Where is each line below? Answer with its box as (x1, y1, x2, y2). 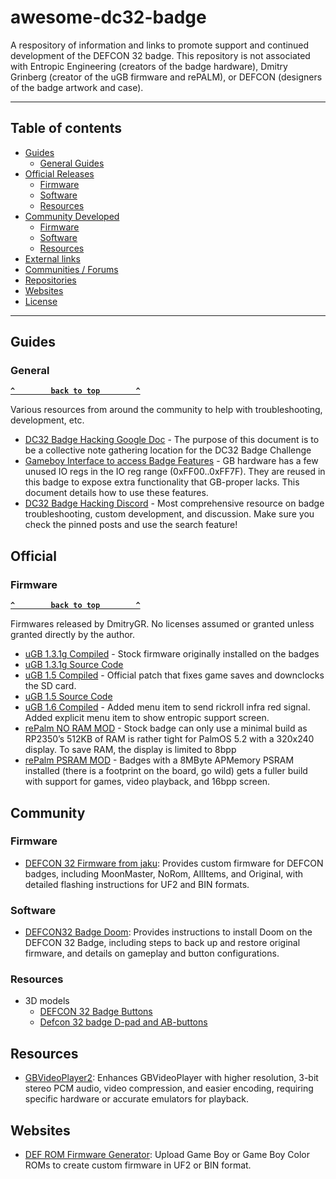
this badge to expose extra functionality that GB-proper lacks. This (24, 476, 300, 488)
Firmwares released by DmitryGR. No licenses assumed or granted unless (10, 618, 315, 630)
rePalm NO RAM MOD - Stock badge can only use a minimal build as (24, 722, 308, 735)
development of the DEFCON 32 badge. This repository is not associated (10, 49, 311, 61)
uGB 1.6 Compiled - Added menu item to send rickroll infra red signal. (24, 701, 311, 713)
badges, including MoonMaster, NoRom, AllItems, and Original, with (24, 867, 304, 880)
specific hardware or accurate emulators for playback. (24, 1093, 250, 1105)
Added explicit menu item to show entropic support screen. (24, 712, 270, 724)
